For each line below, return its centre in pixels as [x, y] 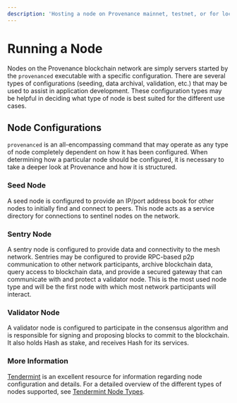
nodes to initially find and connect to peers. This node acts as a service [111, 208]
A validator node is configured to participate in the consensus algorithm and [118, 328]
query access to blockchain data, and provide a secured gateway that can [115, 271]
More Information [38, 361]
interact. [19, 294]
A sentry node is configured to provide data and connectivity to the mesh [114, 249]
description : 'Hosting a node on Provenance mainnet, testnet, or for [113, 14]
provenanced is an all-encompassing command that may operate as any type [118, 144]
